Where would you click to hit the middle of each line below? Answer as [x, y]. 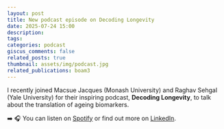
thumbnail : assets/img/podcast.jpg [58, 64]
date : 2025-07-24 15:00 [41, 26]
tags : [15, 39]
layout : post [26, 13]
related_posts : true [37, 58]
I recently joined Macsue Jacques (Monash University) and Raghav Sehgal [112, 90]
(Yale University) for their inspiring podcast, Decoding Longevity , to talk [109, 97]
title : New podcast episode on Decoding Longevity [81, 20]
